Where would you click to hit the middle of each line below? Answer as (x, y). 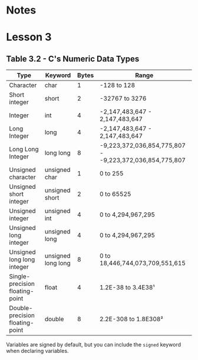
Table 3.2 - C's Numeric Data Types (73, 59)
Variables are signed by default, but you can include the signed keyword (94, 345)
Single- (20, 276)
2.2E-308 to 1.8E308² (131, 319)
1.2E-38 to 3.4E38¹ (127, 288)
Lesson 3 (29, 37)
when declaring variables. (37, 351)
